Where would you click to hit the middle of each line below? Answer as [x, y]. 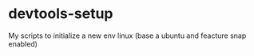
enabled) [23, 43]
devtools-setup [61, 14]
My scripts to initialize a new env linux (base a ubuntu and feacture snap [127, 35]
